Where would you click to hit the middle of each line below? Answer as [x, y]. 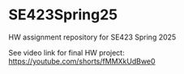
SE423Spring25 [63, 15]
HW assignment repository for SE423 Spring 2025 [92, 37]
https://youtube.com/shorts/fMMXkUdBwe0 [82, 61]
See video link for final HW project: [66, 52]
